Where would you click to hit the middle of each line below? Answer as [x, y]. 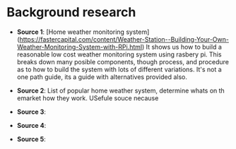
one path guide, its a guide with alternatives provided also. [102, 77]
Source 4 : [31, 125]
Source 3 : [31, 112]
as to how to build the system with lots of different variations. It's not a [119, 69]
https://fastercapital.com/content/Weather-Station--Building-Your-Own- [124, 39]
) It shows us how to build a [182, 47]
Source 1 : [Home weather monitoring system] [83, 32]
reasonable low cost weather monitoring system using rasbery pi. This [119, 54]
